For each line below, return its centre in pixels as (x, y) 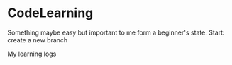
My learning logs (32, 54)
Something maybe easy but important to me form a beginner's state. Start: (116, 32)
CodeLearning (50, 13)
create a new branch (38, 40)
